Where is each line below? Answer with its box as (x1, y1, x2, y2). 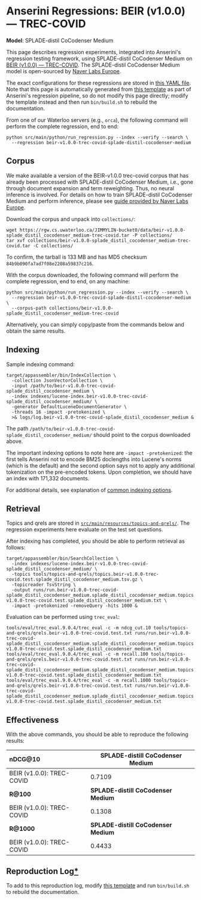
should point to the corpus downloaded (93, 431, 190, 438)
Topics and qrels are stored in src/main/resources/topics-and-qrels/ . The (6, 519, 190, 527)
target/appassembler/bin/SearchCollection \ (6, 555, 119, 562)
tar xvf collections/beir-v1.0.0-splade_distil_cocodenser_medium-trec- (6, 237, 191, 244)
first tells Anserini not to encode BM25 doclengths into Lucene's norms (6, 455, 182, 463)
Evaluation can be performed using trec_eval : (6, 614, 120, 621)
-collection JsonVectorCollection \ (11, 377, 103, 384)
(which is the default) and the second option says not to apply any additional (6, 462, 195, 469)
